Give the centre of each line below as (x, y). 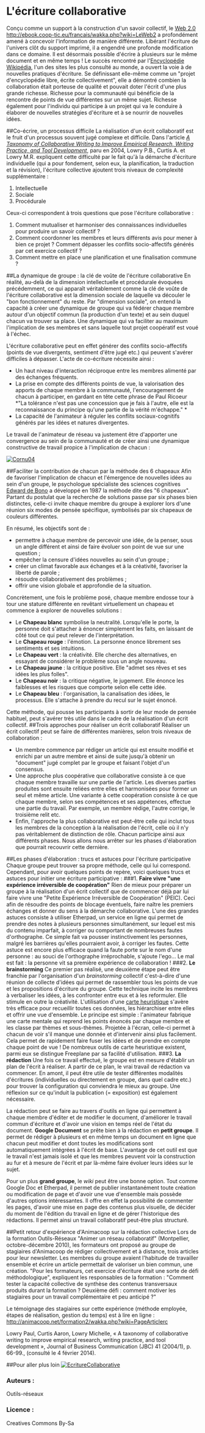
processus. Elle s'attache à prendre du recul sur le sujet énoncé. (96, 700)
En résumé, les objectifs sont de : (48, 528)
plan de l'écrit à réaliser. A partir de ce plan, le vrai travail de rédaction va (98, 1067)
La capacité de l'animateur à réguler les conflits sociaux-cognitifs (97, 416)
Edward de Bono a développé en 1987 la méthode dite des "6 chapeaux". (98, 490)
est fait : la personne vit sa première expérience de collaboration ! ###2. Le (101, 963)
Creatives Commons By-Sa (40, 1423)
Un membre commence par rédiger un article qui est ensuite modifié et (104, 749)
